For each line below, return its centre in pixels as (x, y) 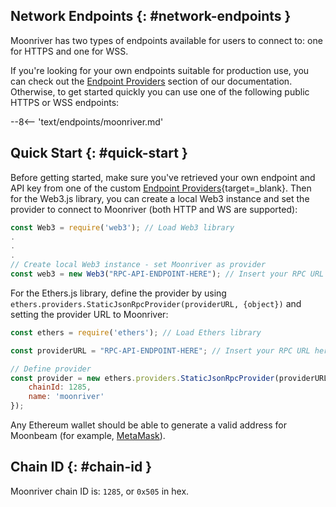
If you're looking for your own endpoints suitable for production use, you (160, 70)
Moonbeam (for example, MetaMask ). (88, 435)
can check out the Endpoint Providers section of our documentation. (151, 81)
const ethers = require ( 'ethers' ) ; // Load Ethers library (136, 332)
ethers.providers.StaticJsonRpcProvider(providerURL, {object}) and (156, 303)
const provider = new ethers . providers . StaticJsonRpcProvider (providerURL (169, 378)
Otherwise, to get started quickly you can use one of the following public (160, 91)
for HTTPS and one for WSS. (69, 51)
